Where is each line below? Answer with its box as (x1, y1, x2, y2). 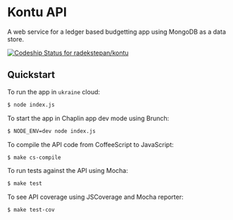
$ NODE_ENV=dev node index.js (7, 127, 96, 134)
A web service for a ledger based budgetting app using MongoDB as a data (7, 27, 227, 36)
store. (7, 34, 25, 43)
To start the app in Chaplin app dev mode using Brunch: (7, 114, 170, 122)
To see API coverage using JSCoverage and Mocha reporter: (7, 193, 184, 201)
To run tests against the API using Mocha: (7, 167, 128, 175)
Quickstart (7, 69, 56, 81)
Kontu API (7, 4, 67, 20)
